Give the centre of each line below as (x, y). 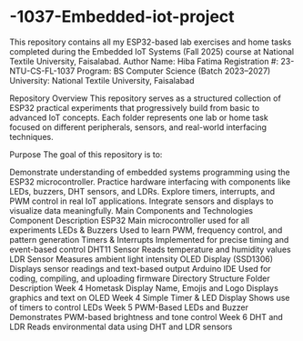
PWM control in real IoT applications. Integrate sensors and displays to (142, 201)
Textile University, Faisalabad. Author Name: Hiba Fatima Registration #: (144, 61)
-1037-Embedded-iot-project (122, 17)
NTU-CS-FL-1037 (42, 71)
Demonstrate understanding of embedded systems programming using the (150, 172)
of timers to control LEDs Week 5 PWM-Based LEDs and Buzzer (129, 307)
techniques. (31, 136)
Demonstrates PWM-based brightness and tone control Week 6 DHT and (146, 316)
